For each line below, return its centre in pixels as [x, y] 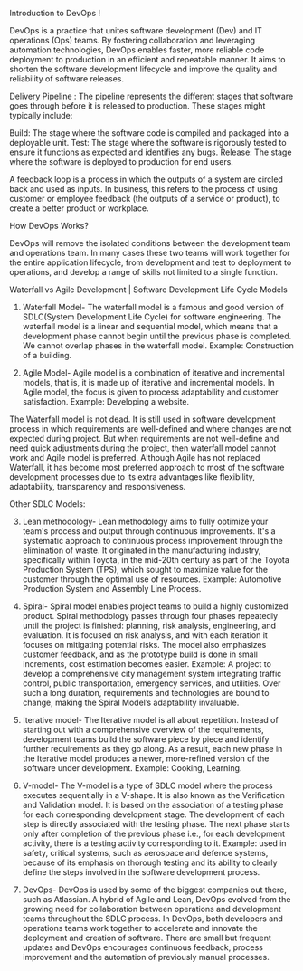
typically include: [41, 115]
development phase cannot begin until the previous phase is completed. [157, 336]
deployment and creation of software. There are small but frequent [147, 938]
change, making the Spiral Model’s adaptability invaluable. [131, 702]
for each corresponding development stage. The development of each [153, 814]
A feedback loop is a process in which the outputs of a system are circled [146, 179]
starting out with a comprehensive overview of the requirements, [143, 729]
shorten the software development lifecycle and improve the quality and [143, 69]
